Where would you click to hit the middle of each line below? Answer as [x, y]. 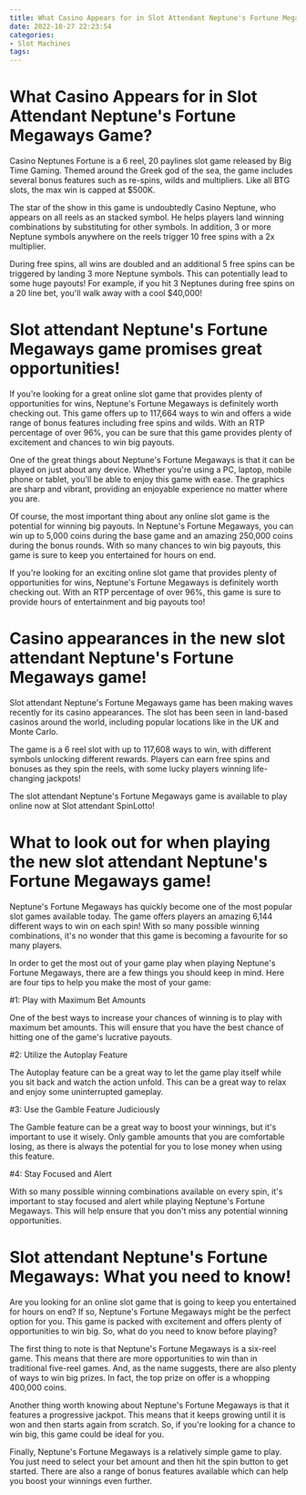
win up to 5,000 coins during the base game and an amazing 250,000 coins [151, 536]
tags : [20, 52]
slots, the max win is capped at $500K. [82, 190]
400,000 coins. [38, 1387]
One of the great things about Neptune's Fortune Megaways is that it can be [152, 460]
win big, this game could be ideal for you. [87, 1434]
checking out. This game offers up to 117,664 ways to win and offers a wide [150, 413]
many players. [36, 945]
